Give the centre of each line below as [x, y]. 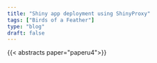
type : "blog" [26, 26]
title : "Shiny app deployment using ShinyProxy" [79, 13]
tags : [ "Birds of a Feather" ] [51, 20]
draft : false [26, 33]
